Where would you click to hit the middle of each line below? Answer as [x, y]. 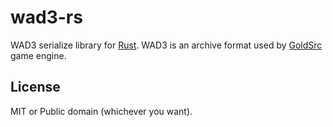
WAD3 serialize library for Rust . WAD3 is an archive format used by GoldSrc [166, 45]
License [35, 87]
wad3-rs [46, 17]
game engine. [38, 55]
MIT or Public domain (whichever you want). [101, 111]
